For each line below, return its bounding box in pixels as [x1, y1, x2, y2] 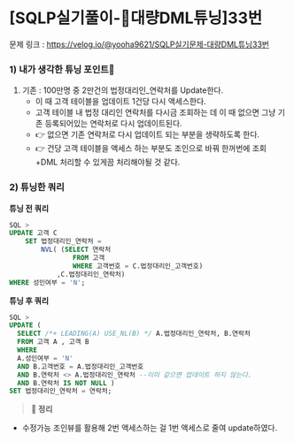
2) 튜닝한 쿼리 [9, 181, 65, 194]
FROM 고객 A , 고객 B [17, 338, 89, 347]
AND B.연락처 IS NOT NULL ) [17, 378, 115, 387]
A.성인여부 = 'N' [17, 354, 73, 362]
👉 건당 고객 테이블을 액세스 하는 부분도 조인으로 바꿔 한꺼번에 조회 [35, 143, 267, 154]
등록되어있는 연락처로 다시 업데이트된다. [44, 118, 183, 129]
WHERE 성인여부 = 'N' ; [9, 278, 86, 287]
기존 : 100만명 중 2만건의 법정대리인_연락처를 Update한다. [21, 85, 224, 95]
